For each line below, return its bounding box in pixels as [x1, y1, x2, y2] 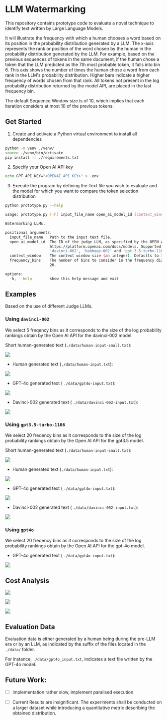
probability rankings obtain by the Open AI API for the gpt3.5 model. [5, 438, 144, 444]
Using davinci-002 [5, 316, 50, 323]
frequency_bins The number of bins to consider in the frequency [9, 258, 155, 263]
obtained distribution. [12, 710, 56, 716]
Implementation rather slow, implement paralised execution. [12, 689, 135, 695]
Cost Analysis [5, 576, 50, 585]
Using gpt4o [5, 526, 34, 533]
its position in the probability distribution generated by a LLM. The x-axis [5, 40, 154, 46]
